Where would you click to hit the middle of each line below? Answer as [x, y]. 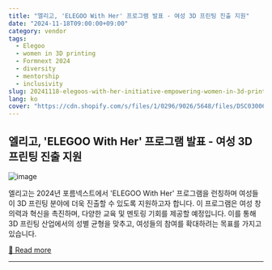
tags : [17, 39]
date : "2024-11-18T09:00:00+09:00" [68, 24]
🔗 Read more [30, 250]
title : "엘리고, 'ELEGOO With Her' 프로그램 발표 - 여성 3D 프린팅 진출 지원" [129, 16]
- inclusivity [39, 84]
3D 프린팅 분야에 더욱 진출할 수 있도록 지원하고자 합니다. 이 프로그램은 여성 [135, 203]
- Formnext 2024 [43, 62]
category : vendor [38, 31]
